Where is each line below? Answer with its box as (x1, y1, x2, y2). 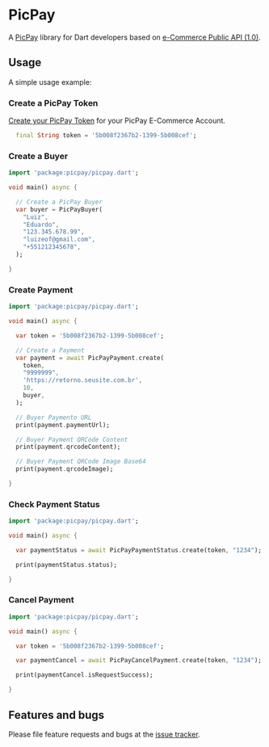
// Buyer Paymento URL (15, 413, 92, 422)
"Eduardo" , (23, 220, 60, 229)
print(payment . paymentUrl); (15, 421, 111, 429)
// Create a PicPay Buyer (15, 198, 103, 206)
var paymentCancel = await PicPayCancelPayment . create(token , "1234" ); (15, 657, 263, 665)
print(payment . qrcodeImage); (15, 465, 114, 473)
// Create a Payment (15, 346, 85, 355)
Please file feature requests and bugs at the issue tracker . (8, 729, 200, 739)
